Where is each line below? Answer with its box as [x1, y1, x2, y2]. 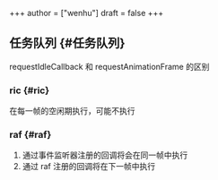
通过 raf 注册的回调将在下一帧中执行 [22, 161, 155, 172]
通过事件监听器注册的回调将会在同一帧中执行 [22, 150, 188, 160]
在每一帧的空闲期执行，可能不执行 [9, 106, 135, 116]
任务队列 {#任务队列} [9, 36, 126, 51]
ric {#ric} [9, 84, 50, 97]
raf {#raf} [9, 129, 52, 141]
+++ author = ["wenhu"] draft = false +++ [9, 8, 164, 18]
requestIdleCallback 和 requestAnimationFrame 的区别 [9, 61, 210, 72]
